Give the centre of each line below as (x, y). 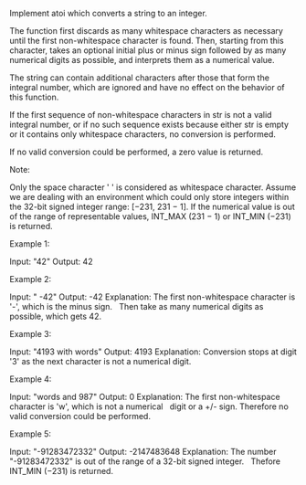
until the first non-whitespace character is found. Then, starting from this (147, 41)
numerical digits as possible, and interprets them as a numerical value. (142, 60)
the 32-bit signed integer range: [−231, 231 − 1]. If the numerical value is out (152, 206)
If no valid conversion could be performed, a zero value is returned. (136, 152)
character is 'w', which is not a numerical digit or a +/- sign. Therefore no (149, 406)
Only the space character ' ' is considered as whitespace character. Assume (153, 187)
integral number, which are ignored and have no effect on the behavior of (147, 87)
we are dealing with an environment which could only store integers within (149, 197)
